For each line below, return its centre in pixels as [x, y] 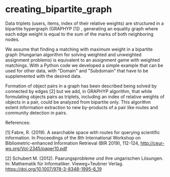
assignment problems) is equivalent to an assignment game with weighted [83, 60]
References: [18, 122]
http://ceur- [153, 143]
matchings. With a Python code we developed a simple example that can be [84, 65]
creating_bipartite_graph [59, 9]
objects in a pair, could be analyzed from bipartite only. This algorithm [78, 102]
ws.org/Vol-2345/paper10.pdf [36, 148]
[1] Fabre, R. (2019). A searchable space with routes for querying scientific [83, 132]
